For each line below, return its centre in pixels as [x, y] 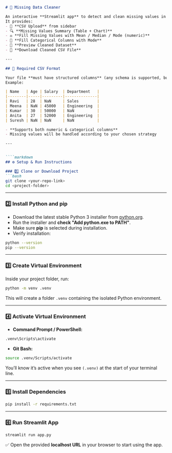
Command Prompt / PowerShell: [48, 329]
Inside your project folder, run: [37, 279]
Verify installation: [32, 233]
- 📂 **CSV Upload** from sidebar [41, 26]
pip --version [20, 248]
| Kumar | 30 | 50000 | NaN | [52, 111]
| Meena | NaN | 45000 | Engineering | [52, 106]
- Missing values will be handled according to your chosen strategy [81, 134]
